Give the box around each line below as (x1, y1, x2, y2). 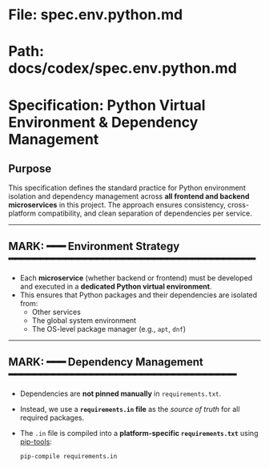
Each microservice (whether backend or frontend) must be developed (19, 273, 253, 283)
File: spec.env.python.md (8, 6, 183, 24)
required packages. (19, 413, 85, 422)
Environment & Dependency (8, 113, 199, 131)
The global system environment (31, 316, 137, 325)
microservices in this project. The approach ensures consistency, (8, 200, 227, 210)
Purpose (8, 162, 52, 175)
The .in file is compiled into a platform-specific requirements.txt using (19, 429, 259, 438)
